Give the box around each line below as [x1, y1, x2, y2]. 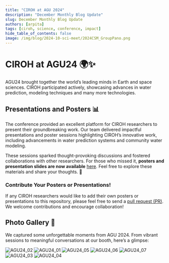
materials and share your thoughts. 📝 [5, 169, 83, 175]
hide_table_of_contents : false [5, 31, 72, 36]
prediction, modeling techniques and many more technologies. [5, 89, 136, 95]
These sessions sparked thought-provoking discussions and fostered [5, 152, 151, 158]
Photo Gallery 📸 [5, 218, 56, 227]
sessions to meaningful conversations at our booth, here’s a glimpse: [5, 237, 149, 243]
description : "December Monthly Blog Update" [5, 12, 103, 17]
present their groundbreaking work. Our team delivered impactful [5, 126, 142, 133]
